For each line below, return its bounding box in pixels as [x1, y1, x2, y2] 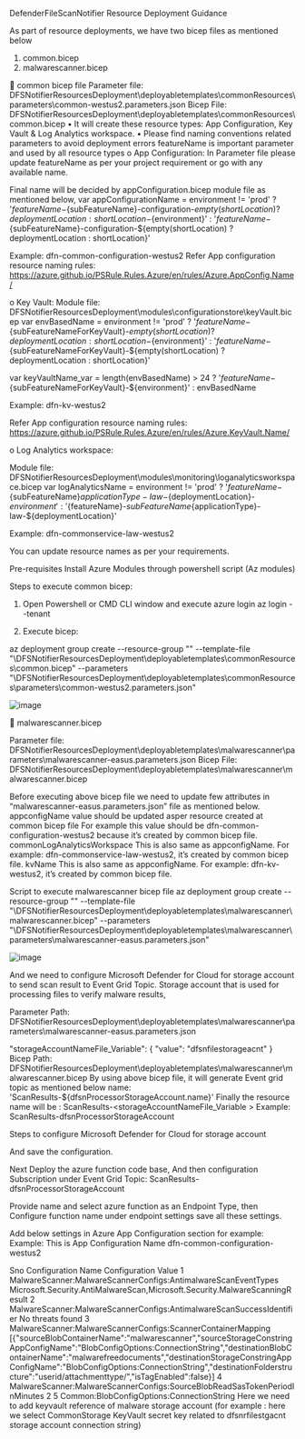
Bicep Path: [9, 1054, 53, 1064]
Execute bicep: [22, 626, 79, 636]
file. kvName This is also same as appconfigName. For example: [9, 859, 250, 869]
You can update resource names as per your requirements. [9, 545, 230, 556]
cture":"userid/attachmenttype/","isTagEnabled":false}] [9, 1372, 215, 1382]
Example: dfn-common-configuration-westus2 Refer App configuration [9, 250, 276, 261]
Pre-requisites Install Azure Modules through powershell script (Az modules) [9, 564, 296, 574]
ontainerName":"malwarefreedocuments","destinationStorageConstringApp [9, 1352, 292, 1363]
